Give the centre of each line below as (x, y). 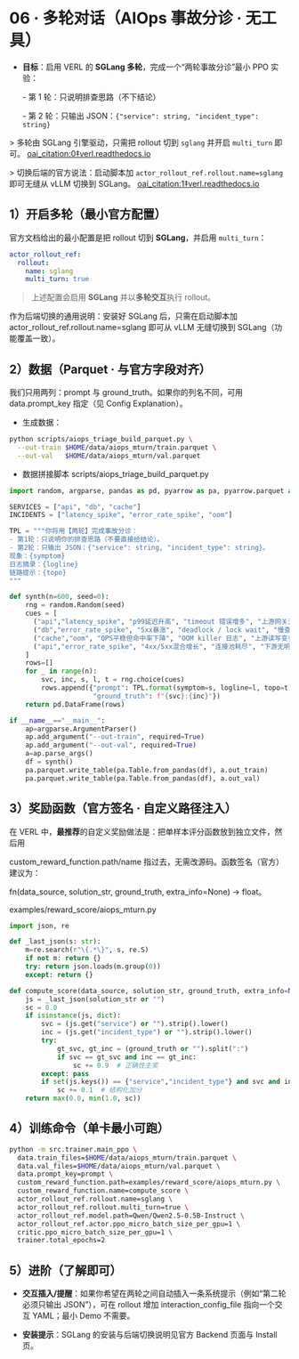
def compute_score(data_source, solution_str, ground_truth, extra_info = (149, 991)
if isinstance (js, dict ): (73, 1015)
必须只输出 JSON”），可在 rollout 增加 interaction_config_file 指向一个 (149, 1305)
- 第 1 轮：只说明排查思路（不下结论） (91, 97)
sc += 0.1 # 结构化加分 (99, 1090)
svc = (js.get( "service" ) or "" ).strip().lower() (135, 1024)
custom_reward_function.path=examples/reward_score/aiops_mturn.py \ (149, 1183)
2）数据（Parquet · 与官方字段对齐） (110, 369)
